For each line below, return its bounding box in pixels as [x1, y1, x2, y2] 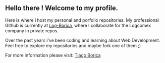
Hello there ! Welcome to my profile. [5, 4, 118, 12]
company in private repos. [5, 27, 58, 34]
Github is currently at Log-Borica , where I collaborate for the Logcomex [5, 22, 151, 28]
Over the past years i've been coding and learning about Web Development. [5, 37, 160, 43]
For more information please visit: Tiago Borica [5, 52, 101, 58]
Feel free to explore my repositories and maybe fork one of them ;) [5, 42, 141, 49]
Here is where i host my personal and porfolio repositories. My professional [5, 17, 159, 23]
